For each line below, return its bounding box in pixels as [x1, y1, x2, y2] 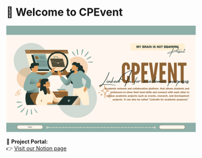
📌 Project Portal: [6, 138, 48, 145]
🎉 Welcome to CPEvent [6, 5, 123, 19]
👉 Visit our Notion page [6, 145, 67, 152]
